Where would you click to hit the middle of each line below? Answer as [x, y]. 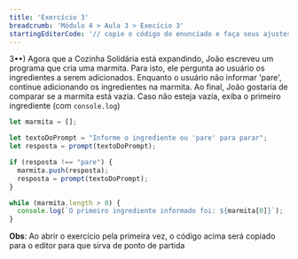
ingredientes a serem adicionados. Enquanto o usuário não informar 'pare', [145, 78]
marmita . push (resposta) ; [63, 170]
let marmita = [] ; [43, 122]
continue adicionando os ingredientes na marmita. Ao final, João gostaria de [149, 87]
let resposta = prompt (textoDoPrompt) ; [83, 147]
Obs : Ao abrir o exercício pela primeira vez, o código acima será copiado [142, 236]
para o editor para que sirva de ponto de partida [97, 246]
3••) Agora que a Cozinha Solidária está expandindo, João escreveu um [141, 59]
